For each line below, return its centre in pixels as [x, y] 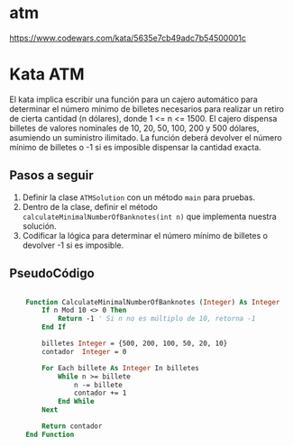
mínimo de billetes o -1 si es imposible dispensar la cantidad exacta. [135, 147]
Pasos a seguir [51, 175]
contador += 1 [100, 393]
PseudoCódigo [52, 273]
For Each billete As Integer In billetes [121, 368]
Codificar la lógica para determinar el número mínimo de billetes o [145, 235]
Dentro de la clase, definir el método [90, 206]
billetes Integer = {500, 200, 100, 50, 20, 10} [135, 343]
